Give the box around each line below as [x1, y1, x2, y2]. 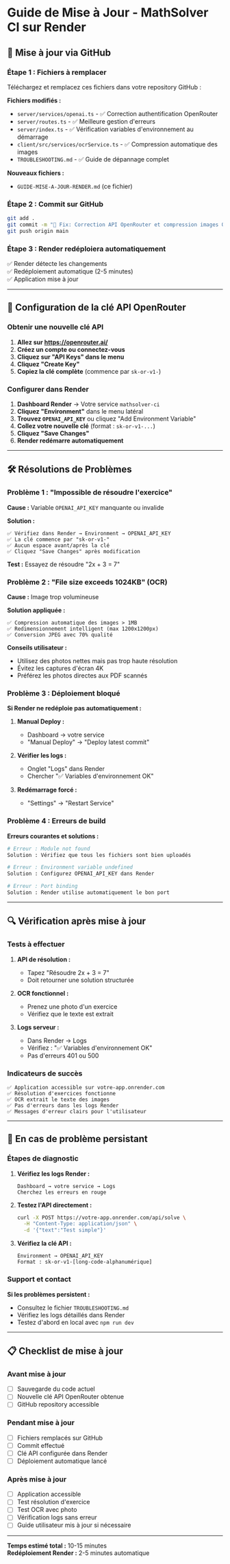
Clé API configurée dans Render [16, 1449, 108, 1457]
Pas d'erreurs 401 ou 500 [27, 1051, 99, 1060]
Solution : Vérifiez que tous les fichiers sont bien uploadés [7, 851, 192, 858]
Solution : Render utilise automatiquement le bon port [7, 889, 170, 896]
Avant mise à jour [7, 1369, 66, 1378]
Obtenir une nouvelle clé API [7, 322, 104, 332]
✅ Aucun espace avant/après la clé [7, 541, 110, 549]
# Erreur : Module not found [7, 845, 90, 852]
